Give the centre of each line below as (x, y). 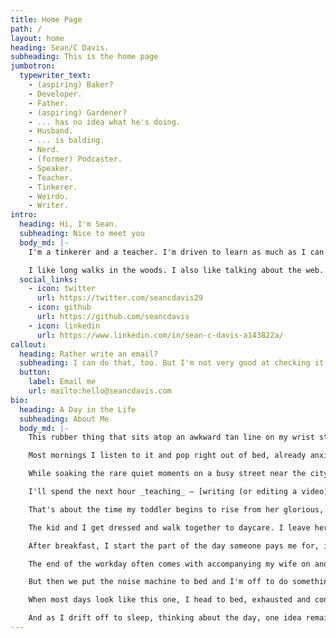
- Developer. (55, 94)
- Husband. (51, 131)
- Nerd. (44, 150)
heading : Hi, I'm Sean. (68, 224)
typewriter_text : (55, 76)
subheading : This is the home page (84, 57)
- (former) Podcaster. (75, 159)
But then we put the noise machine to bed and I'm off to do (158, 582)
